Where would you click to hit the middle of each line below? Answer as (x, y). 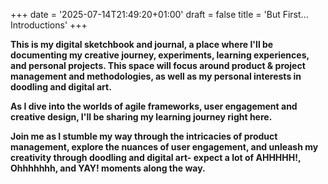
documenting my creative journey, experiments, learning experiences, (160, 55)
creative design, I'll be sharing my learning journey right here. (141, 117)
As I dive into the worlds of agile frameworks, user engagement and (154, 106)
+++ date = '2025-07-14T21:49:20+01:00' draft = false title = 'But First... (159, 14)
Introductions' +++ (49, 25)
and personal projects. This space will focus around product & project (158, 65)
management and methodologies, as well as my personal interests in (156, 76)
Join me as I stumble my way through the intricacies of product (144, 136)
